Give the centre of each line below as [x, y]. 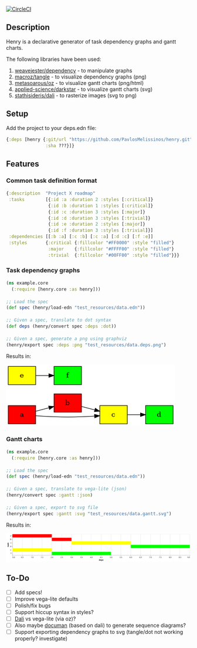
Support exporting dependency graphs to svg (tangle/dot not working [99, 632]
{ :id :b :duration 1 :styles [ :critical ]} [101, 206]
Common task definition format [52, 180]
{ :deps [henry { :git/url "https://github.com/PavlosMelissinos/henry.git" [99, 139]
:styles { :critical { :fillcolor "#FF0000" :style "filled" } [91, 243]
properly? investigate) [41, 639]
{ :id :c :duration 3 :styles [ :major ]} [96, 212]
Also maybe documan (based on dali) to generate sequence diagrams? [100, 625]
